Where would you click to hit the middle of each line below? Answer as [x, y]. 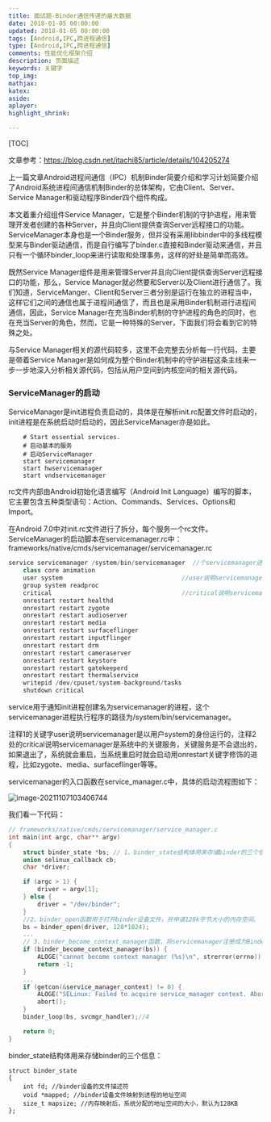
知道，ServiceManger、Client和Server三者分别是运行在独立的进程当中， [135, 292]
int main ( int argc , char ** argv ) [65, 837]
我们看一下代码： [37, 814]
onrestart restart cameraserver [77, 653]
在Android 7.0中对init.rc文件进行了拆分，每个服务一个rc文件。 [110, 529]
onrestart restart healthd [68, 601]
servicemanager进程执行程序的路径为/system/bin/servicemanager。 [122, 717]
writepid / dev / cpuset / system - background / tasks [102, 683]
